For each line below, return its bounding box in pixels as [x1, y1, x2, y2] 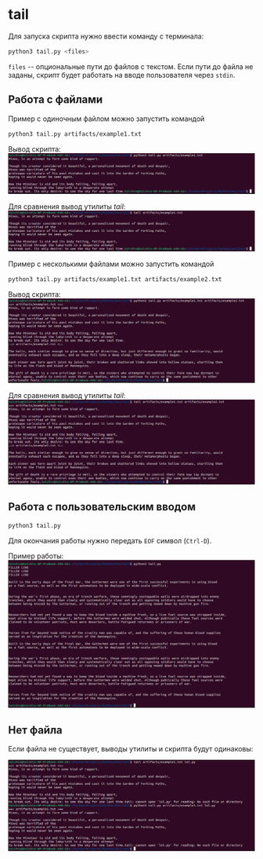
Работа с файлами [8, 93, 103, 107]
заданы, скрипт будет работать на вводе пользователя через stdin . [8, 70, 236, 79]
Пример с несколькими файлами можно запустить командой [8, 259, 214, 269]
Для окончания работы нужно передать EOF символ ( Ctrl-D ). [8, 536, 212, 545]
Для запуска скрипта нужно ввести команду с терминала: [8, 31, 204, 41]
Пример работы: [8, 551, 64, 561]
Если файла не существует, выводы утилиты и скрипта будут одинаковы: [8, 744, 254, 753]
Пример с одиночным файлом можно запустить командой [8, 114, 205, 123]
